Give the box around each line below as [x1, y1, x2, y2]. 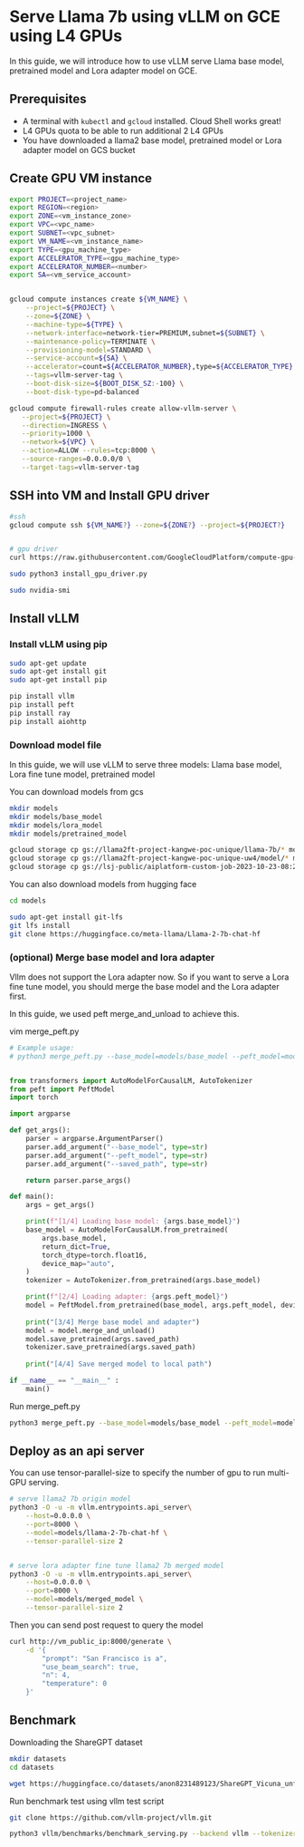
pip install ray [9, 709, 71, 718]
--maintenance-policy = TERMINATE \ [25, 337, 156, 346]
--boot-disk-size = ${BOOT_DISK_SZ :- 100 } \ [25, 379, 184, 389]
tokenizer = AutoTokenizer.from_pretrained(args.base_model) [25, 1276, 261, 1285]
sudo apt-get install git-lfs [9, 913, 124, 922]
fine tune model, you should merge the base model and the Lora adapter [9, 981, 280, 991]
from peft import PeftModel [9, 1085, 116, 1094]
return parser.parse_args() [25, 1175, 131, 1185]
